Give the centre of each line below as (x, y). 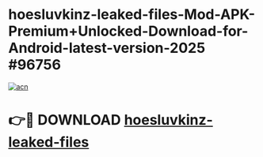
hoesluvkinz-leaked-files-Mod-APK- (132, 15)
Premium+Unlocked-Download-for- (128, 31)
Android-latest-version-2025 (107, 48)
